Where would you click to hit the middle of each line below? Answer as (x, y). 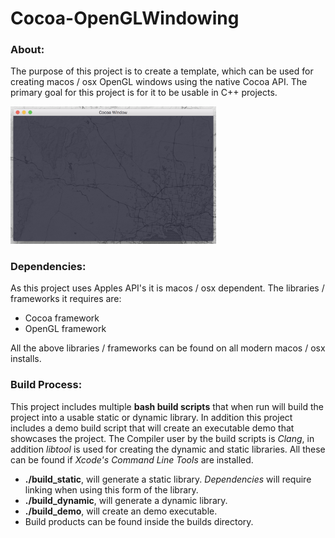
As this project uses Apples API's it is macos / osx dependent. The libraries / (167, 288)
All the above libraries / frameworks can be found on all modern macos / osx (168, 348)
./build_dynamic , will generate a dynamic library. (126, 500)
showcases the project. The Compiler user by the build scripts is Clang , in (162, 438)
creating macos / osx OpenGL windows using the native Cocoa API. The (159, 82)
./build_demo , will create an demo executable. (121, 511)
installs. (26, 359)
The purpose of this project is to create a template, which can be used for (162, 71)
